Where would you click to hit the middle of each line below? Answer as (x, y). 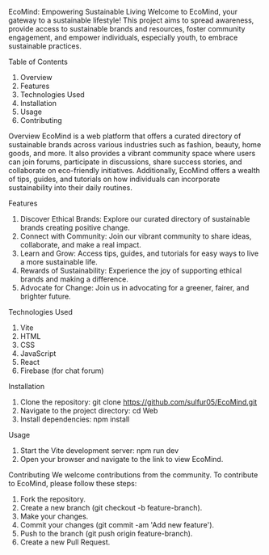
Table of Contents (38, 61)
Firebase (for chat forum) (62, 371)
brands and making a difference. (74, 279)
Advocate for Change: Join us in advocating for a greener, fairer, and (134, 288)
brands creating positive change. (75, 227)
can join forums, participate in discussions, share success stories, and (125, 162)
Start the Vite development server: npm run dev (99, 451)
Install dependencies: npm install (75, 419)
